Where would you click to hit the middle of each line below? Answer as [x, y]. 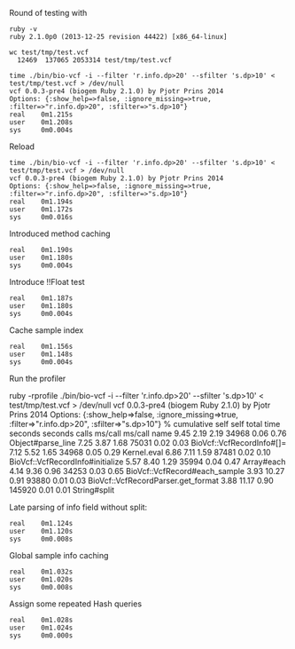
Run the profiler [38, 378]
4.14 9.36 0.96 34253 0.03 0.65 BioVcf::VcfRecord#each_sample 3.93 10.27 [147, 471]
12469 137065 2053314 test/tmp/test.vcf [95, 60]
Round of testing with [48, 13]
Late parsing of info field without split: [78, 507]
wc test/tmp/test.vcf [49, 52]
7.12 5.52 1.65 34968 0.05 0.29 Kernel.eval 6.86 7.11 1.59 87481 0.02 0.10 [140, 452]
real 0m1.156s [41, 346]
